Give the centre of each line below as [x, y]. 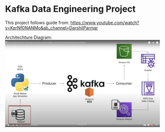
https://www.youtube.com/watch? [105, 23]
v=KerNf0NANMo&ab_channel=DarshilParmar [52, 27]
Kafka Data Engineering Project [70, 9]
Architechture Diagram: [29, 37]
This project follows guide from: [37, 23]
